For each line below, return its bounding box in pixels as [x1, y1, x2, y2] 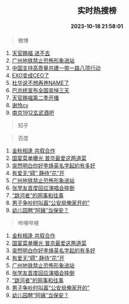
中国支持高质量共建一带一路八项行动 [11, 64, 101, 72]
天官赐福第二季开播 [11, 94, 59, 101]
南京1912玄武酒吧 [11, 109, 55, 116]
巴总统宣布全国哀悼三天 [11, 86, 70, 94]
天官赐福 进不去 [11, 49, 51, 57]
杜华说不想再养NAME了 [11, 79, 70, 86]
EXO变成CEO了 [11, 72, 49, 79]
